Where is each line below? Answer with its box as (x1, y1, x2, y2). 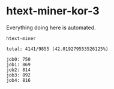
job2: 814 (6, 67, 31, 73)
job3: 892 (6, 72, 31, 78)
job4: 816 (6, 77, 31, 83)
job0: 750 (6, 56, 31, 62)
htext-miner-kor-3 (6, 4, 100, 18)
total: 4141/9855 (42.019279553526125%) (6, 46, 109, 52)
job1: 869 (6, 62, 31, 67)
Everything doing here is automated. (6, 24, 96, 31)
